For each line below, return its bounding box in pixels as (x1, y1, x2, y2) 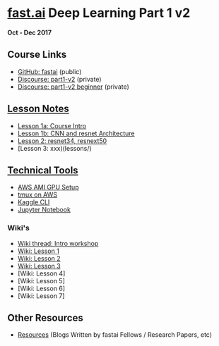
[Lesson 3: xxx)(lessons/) (17, 144, 92, 152)
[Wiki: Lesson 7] (17, 291, 65, 300)
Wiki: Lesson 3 (17, 261, 61, 270)
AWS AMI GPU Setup (17, 183, 79, 192)
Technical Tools (7, 164, 79, 176)
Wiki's (7, 223, 30, 233)
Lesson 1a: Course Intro (17, 121, 87, 130)
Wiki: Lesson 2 (17, 254, 61, 262)
